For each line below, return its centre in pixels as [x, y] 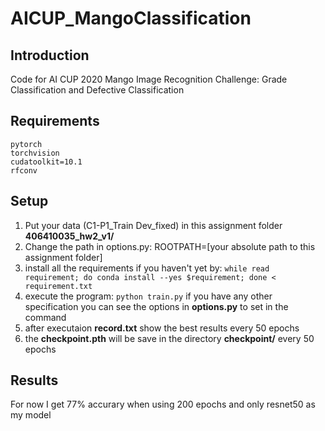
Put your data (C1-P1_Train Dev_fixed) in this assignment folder [153, 225]
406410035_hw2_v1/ [69, 236]
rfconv [24, 170]
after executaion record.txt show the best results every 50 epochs [162, 328]
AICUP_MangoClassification [131, 18]
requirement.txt [58, 286]
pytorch [26, 144]
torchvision [35, 153]
